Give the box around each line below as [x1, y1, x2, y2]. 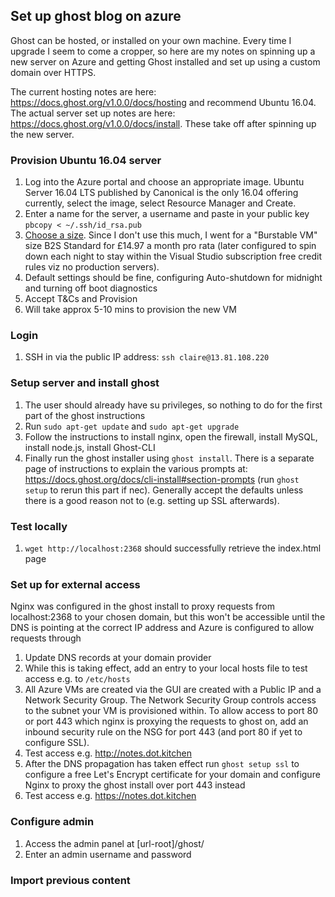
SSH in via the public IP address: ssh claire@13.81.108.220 [24, 351, 270, 363]
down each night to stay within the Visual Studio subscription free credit [24, 250, 322, 263]
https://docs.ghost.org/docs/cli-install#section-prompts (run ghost [24, 473, 300, 485]
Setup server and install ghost [10, 376, 160, 390]
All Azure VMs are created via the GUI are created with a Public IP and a [24, 684, 322, 696]
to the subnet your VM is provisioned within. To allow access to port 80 [24, 705, 319, 717]
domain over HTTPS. [10, 66, 97, 78]
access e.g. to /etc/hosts [24, 673, 131, 685]
